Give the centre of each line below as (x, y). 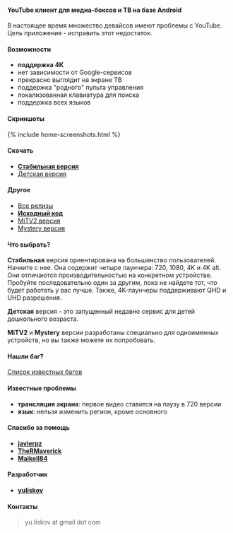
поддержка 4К (41, 65)
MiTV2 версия (39, 221)
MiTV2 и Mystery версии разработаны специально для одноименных (113, 333)
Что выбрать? (29, 245)
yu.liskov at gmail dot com (62, 522)
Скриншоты (26, 119)
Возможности (29, 49)
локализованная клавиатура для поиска (78, 95)
